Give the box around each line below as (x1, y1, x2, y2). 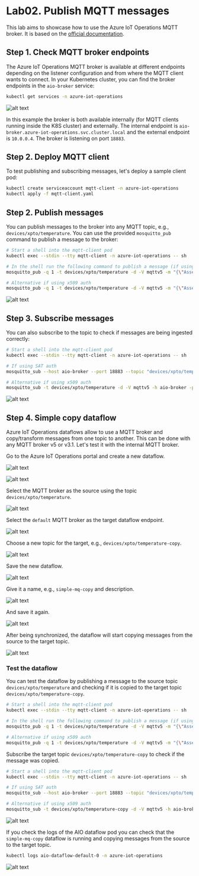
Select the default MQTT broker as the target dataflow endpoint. (6, 517, 165, 524)
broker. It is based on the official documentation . (6, 30, 124, 37)
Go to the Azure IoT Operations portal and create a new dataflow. (6, 453, 165, 460)
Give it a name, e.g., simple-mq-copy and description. (6, 586, 134, 593)
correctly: (6, 336, 30, 343)
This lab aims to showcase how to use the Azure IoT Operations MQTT (6, 24, 178, 31)
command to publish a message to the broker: (6, 236, 118, 243)
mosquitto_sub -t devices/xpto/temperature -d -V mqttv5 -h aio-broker (6, 385, 187, 391)
